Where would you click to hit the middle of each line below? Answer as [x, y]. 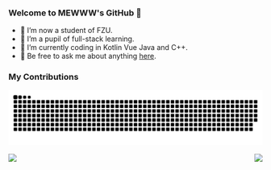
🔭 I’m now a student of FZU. [66, 31]
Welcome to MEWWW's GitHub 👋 [75, 13]
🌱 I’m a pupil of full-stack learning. [77, 39]
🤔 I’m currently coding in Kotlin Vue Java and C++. [104, 48]
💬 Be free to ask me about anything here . [88, 56]
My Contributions [44, 77]
